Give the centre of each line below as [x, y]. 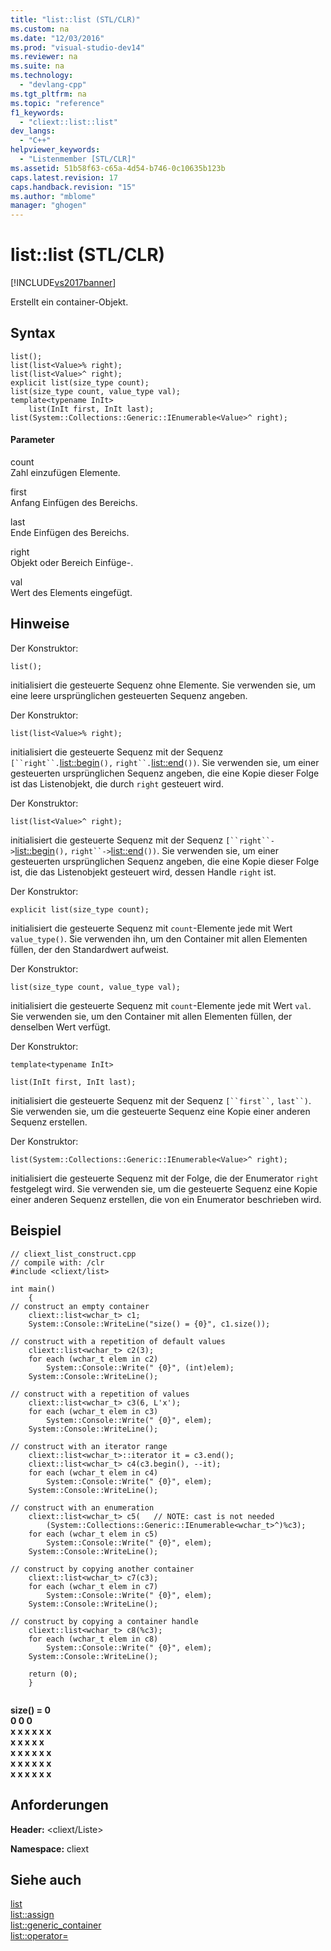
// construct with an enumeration [82, 1507]
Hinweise [40, 624]
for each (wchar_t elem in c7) [93, 1586]
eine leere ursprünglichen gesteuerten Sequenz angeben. [129, 695]
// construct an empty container [80, 1306]
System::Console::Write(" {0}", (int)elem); [140, 1367]
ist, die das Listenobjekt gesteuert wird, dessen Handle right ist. [143, 872]
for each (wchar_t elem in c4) [93, 1472]
